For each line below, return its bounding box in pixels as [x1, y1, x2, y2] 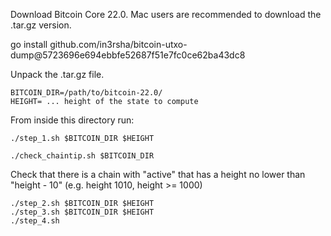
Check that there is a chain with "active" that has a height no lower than [10, 169, 306, 180]
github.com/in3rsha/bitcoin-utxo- [49, 39, 188, 50]
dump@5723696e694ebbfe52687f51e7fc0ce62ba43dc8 [10, 49, 246, 61]
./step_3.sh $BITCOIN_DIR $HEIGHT [10, 207, 155, 217]
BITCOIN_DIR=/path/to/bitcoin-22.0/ [10, 88, 163, 98]
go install [10, 39, 48, 50]
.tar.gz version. [10, 19, 72, 31]
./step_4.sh [10, 216, 60, 226]
